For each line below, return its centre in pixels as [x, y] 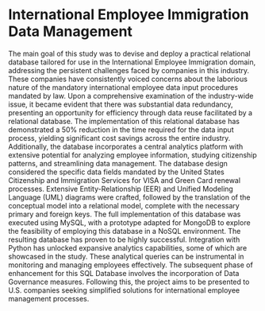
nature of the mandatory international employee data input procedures [123, 87]
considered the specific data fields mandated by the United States [116, 172]
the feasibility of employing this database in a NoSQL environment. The [125, 231]
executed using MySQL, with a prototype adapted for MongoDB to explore [130, 222]
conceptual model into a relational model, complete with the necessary [124, 205]
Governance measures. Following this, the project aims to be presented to [129, 282]
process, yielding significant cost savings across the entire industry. [119, 138]
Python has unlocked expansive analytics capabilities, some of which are [128, 247]
